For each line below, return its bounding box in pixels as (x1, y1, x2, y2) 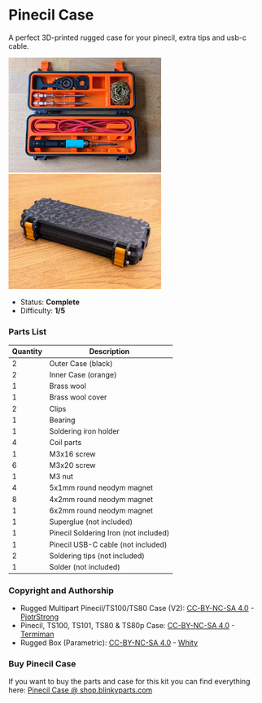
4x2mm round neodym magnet (49, 494, 153, 504)
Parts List (8, 325, 47, 337)
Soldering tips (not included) (49, 551, 145, 561)
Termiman (20, 629, 55, 640)
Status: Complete (20, 297, 80, 307)
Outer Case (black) (49, 358, 113, 368)
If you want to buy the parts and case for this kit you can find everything (8, 677, 251, 687)
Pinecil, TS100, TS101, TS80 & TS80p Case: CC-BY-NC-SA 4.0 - (20, 621, 235, 631)
